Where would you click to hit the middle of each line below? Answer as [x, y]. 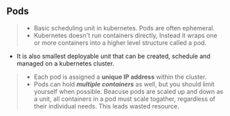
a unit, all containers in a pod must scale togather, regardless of [125, 99]
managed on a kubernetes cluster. [65, 63]
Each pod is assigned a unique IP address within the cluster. [120, 77]
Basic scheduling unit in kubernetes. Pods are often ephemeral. [124, 28]
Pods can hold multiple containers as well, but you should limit [124, 84]
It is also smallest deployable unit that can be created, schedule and [113, 56]
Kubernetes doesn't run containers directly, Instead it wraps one [125, 35]
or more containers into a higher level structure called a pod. [120, 42]
